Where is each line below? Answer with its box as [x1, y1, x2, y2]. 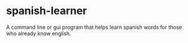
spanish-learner [6, 4, 87, 18]
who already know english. [6, 29, 71, 37]
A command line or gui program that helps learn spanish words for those [6, 24, 183, 31]
